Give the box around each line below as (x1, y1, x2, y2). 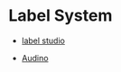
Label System (8, 5, 113, 26)
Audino (21, 52, 49, 63)
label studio (21, 35, 65, 46)
